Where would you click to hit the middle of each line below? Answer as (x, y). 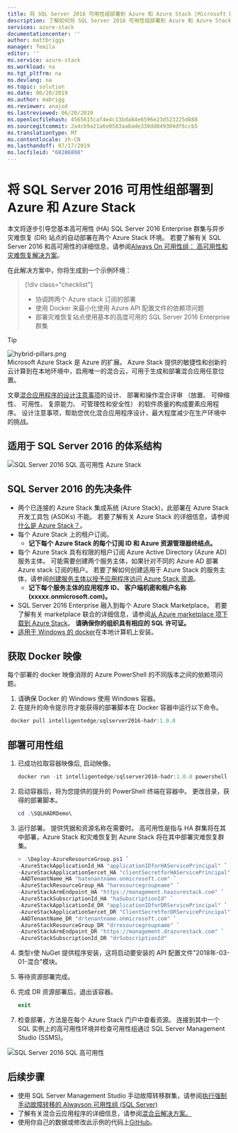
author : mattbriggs (36, 40)
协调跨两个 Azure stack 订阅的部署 (85, 299)
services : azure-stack (41, 27)
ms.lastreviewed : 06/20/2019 (50, 113)
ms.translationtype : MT (42, 133)
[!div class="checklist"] (59, 284)
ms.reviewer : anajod (38, 106)
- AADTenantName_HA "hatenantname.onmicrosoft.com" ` (97, 879)
